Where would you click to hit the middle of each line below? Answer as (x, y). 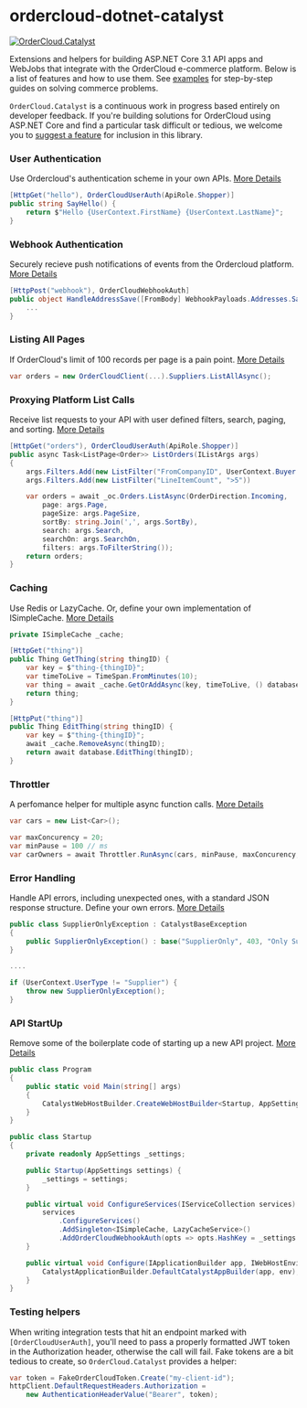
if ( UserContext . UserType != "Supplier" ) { (94, 983)
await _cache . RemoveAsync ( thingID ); (96, 744)
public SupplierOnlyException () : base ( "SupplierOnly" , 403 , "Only (157, 941)
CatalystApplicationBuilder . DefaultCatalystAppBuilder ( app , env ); (171, 1272)
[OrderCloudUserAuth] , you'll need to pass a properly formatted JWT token (150, 1341)
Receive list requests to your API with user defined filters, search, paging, (148, 420)
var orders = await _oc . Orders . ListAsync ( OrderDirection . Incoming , (157, 496)
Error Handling (42, 878)
